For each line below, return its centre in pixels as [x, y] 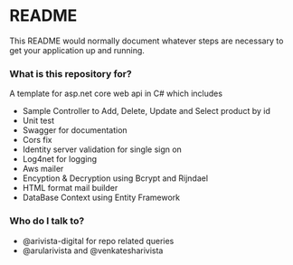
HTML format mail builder [70, 188]
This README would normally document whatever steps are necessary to [146, 41]
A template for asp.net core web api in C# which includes [116, 94]
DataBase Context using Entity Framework [101, 198]
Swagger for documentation [75, 130]
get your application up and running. [77, 50]
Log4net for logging [60, 159]
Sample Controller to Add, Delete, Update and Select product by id [146, 111]
